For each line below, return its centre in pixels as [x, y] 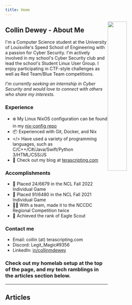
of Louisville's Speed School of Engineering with [55, 48]
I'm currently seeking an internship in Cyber [50, 84]
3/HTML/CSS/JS [29, 155]
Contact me [20, 228]
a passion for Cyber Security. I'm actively [47, 53]
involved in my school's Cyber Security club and [55, 58]
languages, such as [32, 144]
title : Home [17, 10]
